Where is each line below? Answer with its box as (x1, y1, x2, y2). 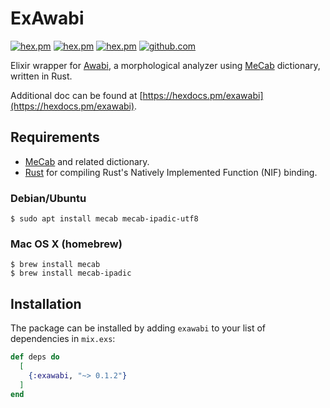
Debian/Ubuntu (10, 191, 87, 205)
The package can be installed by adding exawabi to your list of (10, 322, 266, 334)
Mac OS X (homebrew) (10, 237, 123, 251)
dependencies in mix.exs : (10, 333, 116, 345)
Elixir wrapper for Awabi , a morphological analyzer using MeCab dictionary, (10, 59, 321, 71)
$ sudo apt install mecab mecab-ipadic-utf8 (10, 214, 199, 224)
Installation (10, 295, 82, 312)
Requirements (10, 129, 100, 146)
